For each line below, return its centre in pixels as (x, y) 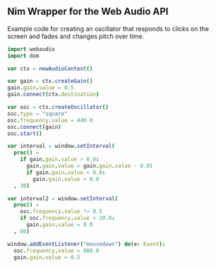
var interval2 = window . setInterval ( (63, 198)
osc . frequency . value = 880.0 (56, 250)
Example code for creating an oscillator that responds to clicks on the (108, 28)
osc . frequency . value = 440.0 (50, 120)
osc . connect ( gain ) (34, 127)
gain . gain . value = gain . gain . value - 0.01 (89, 166)
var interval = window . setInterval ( (61, 146)
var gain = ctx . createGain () (50, 81)
